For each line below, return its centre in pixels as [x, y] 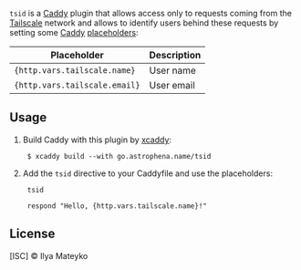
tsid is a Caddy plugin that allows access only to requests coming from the [150, 13]
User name [172, 70]
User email [172, 85]
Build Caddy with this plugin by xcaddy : [97, 140]
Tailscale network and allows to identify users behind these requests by [144, 23]
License [32, 234]
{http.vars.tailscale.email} [77, 85]
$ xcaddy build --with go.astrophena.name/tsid [119, 156]
